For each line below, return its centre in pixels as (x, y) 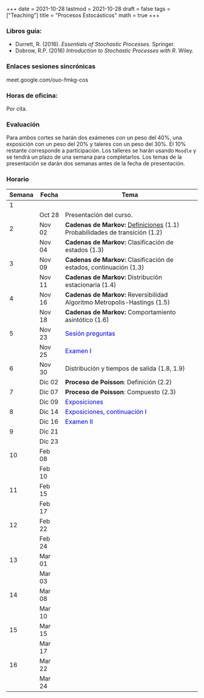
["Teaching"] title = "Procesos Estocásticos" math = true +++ (83, 15)
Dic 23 (49, 441)
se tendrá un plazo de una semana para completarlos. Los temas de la (94, 157)
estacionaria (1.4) (91, 285)
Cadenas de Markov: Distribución (114, 277)
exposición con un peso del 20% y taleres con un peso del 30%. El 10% (96, 144)
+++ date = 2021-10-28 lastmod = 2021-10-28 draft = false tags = (89, 9)
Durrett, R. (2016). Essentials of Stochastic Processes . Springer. (95, 44)
